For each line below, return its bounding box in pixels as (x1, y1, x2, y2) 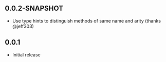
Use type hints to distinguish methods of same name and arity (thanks (12, 17, 161, 24)
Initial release (12, 51, 41, 58)
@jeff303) (12, 23, 34, 29)
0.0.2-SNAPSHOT (5, 4, 64, 13)
